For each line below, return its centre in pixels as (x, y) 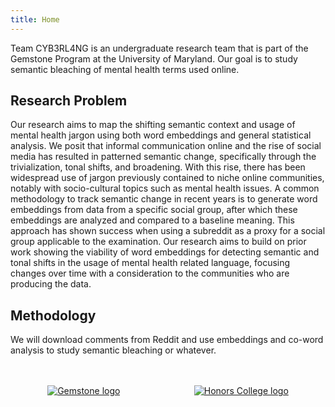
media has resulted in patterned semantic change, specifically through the (163, 157)
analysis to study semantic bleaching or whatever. (113, 350)
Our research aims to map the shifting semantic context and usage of (153, 125)
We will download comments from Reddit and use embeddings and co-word (167, 340)
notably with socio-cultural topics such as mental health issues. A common (165, 188)
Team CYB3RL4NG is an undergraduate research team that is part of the (159, 48)
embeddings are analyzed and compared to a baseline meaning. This (152, 220)
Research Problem (69, 101)
